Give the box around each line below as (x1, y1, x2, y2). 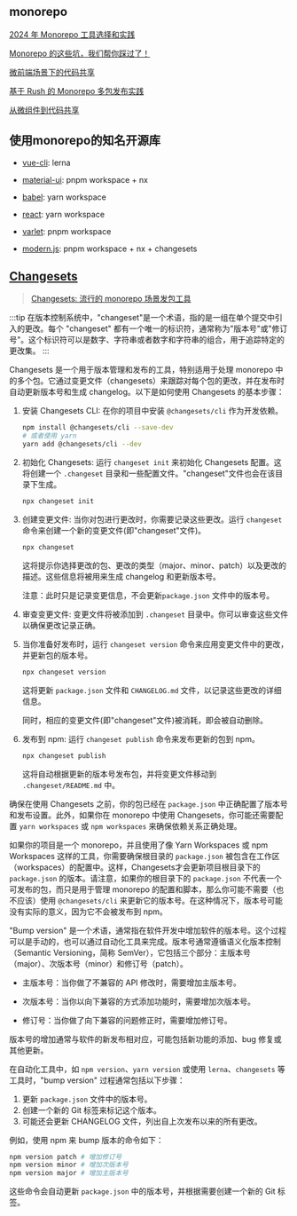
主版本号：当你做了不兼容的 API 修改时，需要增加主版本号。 (21, 977, 242, 988)
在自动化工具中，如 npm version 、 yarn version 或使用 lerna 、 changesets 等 (9, 1063, 285, 1074)
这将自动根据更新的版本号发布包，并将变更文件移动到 (21, 769, 217, 779)
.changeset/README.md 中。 (21, 779, 120, 790)
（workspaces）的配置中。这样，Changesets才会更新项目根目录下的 (9, 862, 262, 873)
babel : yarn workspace (21, 192, 106, 202)
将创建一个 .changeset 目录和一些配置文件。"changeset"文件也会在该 (21, 468, 276, 479)
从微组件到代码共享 (9, 104, 80, 115)
